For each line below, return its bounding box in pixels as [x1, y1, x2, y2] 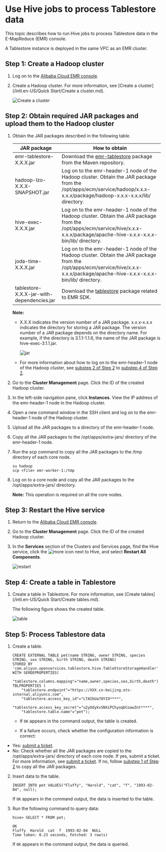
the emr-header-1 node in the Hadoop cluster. [12, 399, 106, 405]
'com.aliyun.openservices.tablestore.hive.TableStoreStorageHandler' [12, 666, 159, 671]
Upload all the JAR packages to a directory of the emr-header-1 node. [12, 424, 155, 430]
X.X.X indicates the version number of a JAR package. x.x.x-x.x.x [19, 319, 153, 325]
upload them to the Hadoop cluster [5, 120, 115, 128]
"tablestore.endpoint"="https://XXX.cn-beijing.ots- [21, 688, 132, 693]
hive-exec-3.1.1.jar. [19, 340, 58, 346]
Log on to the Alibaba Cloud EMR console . [12, 73, 99, 79]
